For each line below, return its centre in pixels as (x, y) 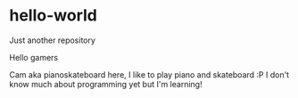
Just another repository (53, 40)
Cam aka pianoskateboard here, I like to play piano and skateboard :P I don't (149, 74)
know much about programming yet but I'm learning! (106, 84)
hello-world (54, 16)
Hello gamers (34, 57)
